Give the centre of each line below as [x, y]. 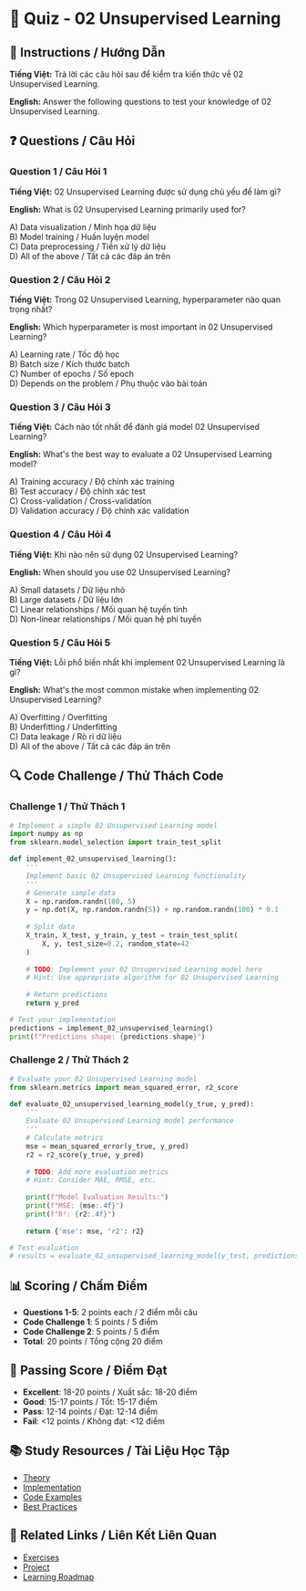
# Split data [51, 927]
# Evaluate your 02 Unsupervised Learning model [103, 1079]
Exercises [41, 1557]
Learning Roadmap [58, 1576]
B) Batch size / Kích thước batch [70, 363]
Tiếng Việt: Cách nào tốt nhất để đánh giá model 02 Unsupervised [135, 427]
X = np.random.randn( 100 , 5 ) [81, 901]
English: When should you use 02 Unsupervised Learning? [120, 572]
